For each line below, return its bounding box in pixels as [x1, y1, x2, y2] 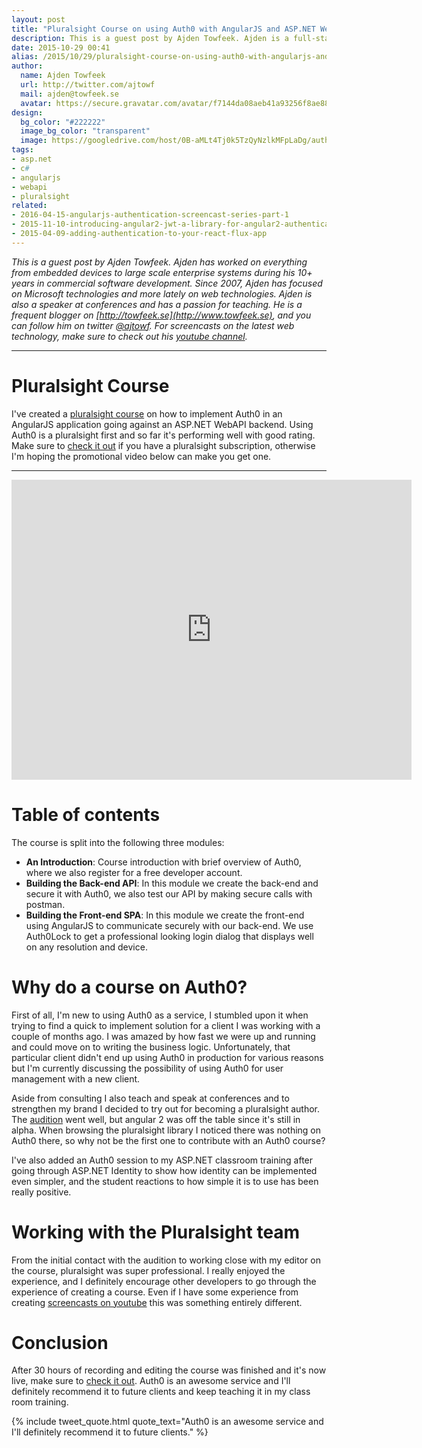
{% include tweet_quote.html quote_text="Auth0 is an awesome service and [11, 1416, 324, 1428]
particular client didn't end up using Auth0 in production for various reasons [11, 1051, 324, 1063]
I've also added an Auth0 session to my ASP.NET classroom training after [11, 1154, 314, 1166]
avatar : [20, 98, 53, 108]
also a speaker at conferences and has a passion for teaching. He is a [11, 298, 303, 310]
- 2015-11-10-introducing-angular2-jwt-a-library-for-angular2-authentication [11, 219, 348, 230]
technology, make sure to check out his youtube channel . [11, 330, 248, 342]
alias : [11, 52, 39, 62]
